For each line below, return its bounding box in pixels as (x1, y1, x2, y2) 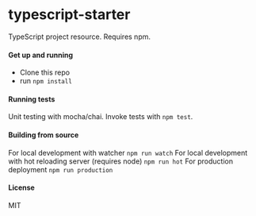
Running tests (8, 94, 55, 104)
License (8, 183, 36, 192)
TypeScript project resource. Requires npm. (8, 32, 151, 41)
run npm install (19, 76, 73, 86)
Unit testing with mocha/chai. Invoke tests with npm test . (8, 112, 193, 121)
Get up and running (8, 50, 74, 60)
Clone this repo (19, 67, 70, 77)
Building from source (8, 129, 79, 140)
